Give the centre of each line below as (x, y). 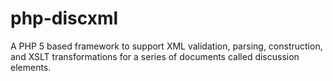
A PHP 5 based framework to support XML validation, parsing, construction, (166, 46)
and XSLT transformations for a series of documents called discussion (155, 56)
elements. (31, 67)
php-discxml (64, 18)
